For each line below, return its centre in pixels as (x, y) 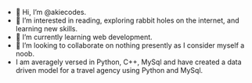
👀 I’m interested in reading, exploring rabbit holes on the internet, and (127, 20)
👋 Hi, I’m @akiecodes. (51, 12)
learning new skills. (47, 29)
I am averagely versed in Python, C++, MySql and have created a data (128, 62)
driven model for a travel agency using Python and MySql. (109, 70)
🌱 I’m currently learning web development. (84, 37)
